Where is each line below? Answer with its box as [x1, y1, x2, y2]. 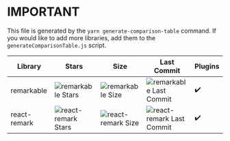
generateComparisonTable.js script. [7, 41, 107, 49]
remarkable [10, 86, 48, 95]
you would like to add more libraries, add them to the [7, 33, 156, 42]
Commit [153, 65, 181, 75]
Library [16, 61, 42, 71]
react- [10, 110, 32, 119]
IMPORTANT [7, 4, 80, 20]
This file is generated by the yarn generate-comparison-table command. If [7, 27, 217, 35]
